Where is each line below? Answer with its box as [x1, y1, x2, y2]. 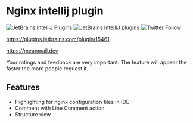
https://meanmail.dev [6, 47, 58, 54]
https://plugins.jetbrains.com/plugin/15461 [6, 35, 110, 42]
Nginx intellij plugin [6, 4, 104, 18]
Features [6, 82, 40, 93]
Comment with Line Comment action [14, 104, 105, 112]
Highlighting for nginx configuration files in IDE [14, 98, 130, 105]
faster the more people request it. [6, 64, 89, 72]
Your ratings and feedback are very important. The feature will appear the [6, 59, 187, 66]
